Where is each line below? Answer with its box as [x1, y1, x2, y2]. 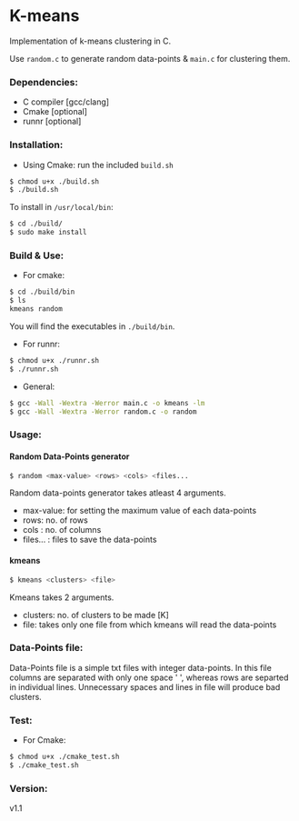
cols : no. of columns [22, 525, 102, 536]
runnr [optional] [22, 115, 82, 127]
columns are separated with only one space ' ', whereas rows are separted [9, 672, 289, 683]
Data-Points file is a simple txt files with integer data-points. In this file [9, 662, 273, 673]
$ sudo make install [9, 228, 88, 237]
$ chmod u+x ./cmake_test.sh [9, 752, 120, 762]
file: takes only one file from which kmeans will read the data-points [22, 619, 277, 630]
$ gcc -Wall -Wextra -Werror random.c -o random [9, 406, 197, 416]
